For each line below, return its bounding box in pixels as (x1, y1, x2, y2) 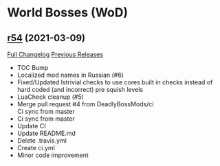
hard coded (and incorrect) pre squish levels (16, 86, 143, 93)
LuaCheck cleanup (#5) (16, 93, 85, 101)
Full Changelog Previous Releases (7, 50, 104, 58)
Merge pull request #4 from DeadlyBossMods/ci (16, 100, 154, 108)
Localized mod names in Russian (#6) (16, 71, 124, 79)
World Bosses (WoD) (7, 5, 129, 21)
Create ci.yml (16, 144, 55, 152)
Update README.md (16, 129, 76, 137)
